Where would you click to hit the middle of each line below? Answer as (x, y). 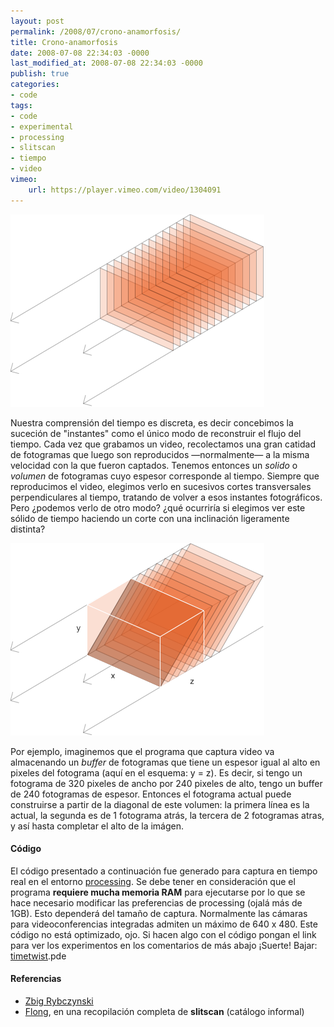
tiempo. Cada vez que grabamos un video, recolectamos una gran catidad (163, 444)
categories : (35, 85)
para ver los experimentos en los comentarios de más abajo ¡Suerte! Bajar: (164, 945)
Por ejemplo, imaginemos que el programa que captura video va (142, 751)
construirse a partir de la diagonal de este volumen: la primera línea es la (160, 804)
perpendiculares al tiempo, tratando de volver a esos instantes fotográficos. (166, 497)
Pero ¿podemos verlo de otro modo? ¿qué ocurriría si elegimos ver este (158, 507)
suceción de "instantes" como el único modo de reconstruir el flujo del (156, 433)
